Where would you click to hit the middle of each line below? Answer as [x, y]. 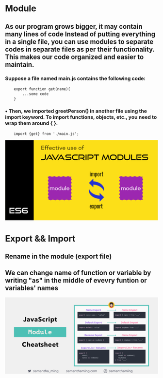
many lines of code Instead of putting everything [80, 34]
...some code [36, 94]
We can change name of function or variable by [78, 273]
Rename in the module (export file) [58, 256]
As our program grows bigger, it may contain [74, 27]
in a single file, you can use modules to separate [79, 42]
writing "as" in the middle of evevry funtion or [76, 281]
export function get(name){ [42, 89]
